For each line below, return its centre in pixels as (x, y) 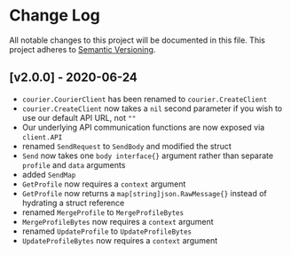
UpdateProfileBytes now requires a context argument (120, 240)
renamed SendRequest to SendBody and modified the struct (127, 146)
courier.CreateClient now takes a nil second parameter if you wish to (152, 108)
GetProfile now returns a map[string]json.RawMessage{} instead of (145, 193)
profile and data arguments (74, 164)
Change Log (55, 16)
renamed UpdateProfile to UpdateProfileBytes (107, 231)
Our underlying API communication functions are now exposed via (143, 127)
